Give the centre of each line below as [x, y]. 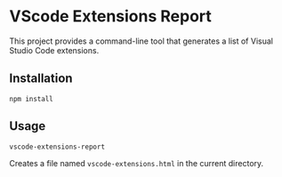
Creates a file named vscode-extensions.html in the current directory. [137, 163]
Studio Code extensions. [54, 50]
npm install [31, 99]
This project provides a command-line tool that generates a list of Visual [141, 41]
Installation [41, 79]
